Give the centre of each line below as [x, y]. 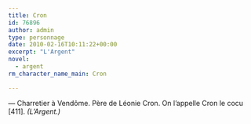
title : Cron [27, 15]
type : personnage [36, 37]
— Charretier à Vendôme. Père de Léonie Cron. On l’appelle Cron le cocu [126, 103]
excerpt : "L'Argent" [42, 52]
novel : [19, 60]
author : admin [31, 30]
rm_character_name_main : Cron [58, 74]
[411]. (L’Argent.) [35, 111]
